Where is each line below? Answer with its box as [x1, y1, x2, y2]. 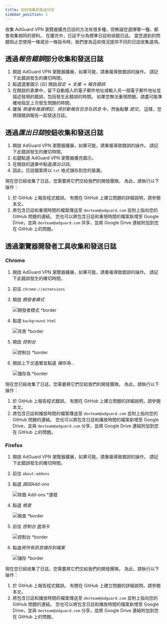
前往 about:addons [12, 471, 50, 477]
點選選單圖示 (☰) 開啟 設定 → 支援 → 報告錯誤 [12, 81, 106, 87]
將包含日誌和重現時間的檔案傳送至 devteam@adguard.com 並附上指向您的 [12, 207, 158, 213]
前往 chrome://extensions [12, 286, 65, 292]
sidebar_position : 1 [5, 12, 48, 17]
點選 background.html [12, 317, 56, 324]
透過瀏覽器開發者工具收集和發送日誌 [5, 242, 117, 250]
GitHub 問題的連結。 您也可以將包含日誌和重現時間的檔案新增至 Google [12, 214, 159, 220]
